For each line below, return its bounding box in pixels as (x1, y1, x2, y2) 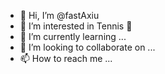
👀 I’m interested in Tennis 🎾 (19, 20, 133, 32)
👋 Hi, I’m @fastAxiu (19, 10, 100, 21)
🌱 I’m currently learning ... (19, 31, 127, 42)
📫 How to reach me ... (19, 53, 113, 64)
